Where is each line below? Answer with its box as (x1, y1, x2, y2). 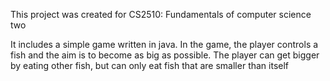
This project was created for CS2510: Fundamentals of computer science (10, 9, 312, 20)
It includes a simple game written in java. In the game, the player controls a (10, 39, 319, 50)
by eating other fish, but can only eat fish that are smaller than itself (10, 60, 290, 71)
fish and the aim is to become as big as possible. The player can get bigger (10, 49, 320, 61)
